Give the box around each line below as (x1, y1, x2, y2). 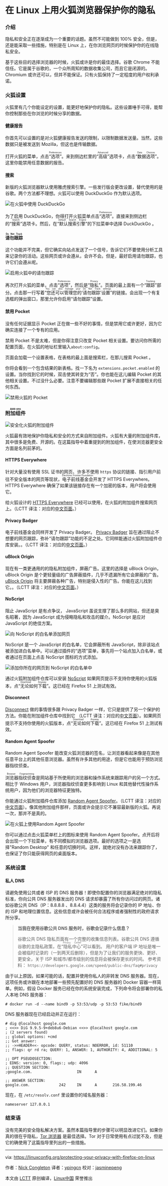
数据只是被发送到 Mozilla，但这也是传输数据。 (5, 141, 100, 147)
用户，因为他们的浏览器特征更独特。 (9, 787, 84, 793)
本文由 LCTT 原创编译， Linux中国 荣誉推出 (5, 1175, 93, 1181)
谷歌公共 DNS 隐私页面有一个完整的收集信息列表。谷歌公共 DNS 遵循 (17, 936, 159, 942)
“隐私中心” (61, 943, 83, 950)
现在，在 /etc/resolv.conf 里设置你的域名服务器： (5, 1092, 109, 1098)
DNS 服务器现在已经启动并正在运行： (5, 1011, 81, 1017)
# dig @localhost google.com (5, 1021, 66, 1026)
